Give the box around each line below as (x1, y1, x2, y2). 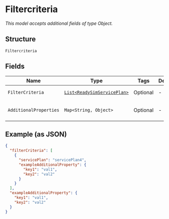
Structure (5, 35, 36, 43)
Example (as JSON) (5, 130, 67, 139)
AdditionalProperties (8, 107, 59, 113)
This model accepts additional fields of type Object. (5, 20, 113, 26)
